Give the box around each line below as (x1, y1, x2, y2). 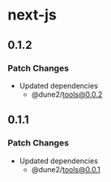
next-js (7, 6, 58, 24)
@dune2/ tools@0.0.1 (31, 164, 100, 174)
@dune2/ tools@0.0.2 (31, 89, 103, 99)
